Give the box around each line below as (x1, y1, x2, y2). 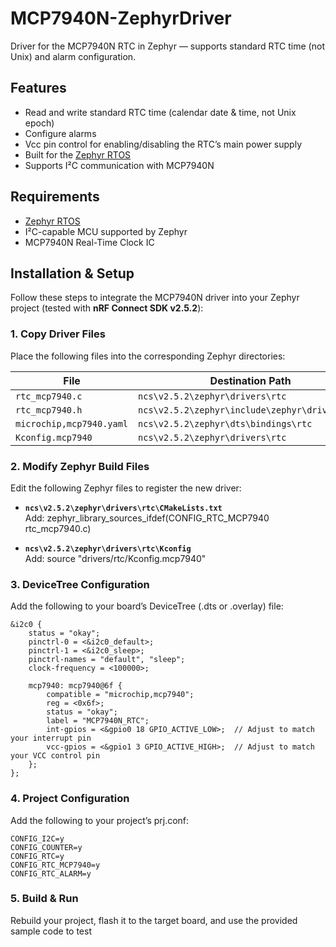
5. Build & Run (10, 892, 79, 906)
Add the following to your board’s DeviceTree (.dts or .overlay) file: (10, 600, 284, 612)
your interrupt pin (10, 733, 92, 744)
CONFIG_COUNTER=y (10, 842, 83, 852)
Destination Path (209, 373, 292, 387)
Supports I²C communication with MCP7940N (24, 159, 215, 171)
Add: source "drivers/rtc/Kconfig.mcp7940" (24, 552, 207, 564)
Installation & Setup (10, 265, 135, 282)
